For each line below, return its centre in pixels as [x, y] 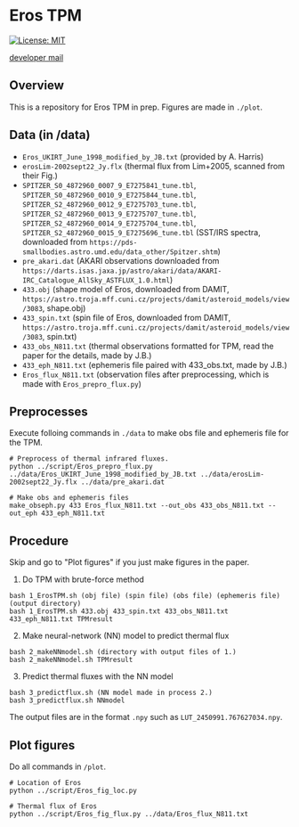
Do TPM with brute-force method [83, 579]
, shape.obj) [64, 307]
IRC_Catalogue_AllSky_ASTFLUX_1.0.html [96, 280]
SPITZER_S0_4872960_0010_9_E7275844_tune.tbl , [109, 194]
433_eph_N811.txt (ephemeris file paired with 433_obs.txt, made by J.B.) [154, 364]
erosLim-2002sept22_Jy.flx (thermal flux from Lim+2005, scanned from [153, 166]
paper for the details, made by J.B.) [87, 355]
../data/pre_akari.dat [123, 482]
